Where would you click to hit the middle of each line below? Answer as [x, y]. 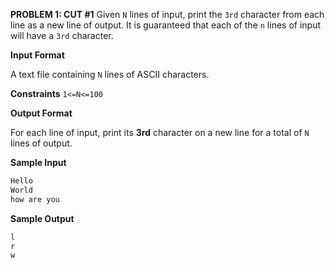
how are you [35, 199]
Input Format [37, 55]
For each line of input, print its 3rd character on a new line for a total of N [160, 132]
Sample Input [38, 162]
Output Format [41, 113]
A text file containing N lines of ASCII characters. [110, 74]
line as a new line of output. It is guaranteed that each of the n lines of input [165, 25]
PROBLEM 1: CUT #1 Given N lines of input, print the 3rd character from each [167, 14]
